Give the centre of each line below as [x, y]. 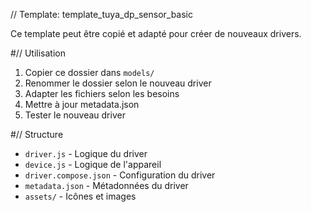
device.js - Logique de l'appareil [93, 164]
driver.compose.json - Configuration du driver [120, 175]
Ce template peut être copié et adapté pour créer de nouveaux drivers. [156, 33]
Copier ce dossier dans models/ [89, 72]
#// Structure [37, 134]
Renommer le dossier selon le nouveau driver [118, 83]
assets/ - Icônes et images [80, 196]
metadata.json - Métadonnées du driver [106, 185]
